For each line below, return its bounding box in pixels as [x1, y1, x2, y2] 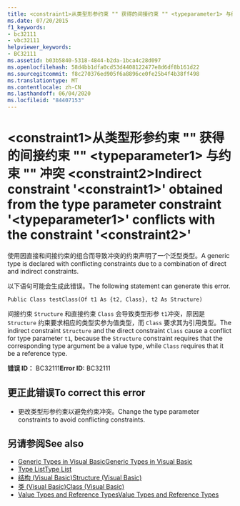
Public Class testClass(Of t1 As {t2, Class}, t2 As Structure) [7, 296, 203, 303]
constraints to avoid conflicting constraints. [17, 415, 146, 424]
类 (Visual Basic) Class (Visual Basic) [17, 482, 125, 490]
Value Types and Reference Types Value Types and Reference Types [17, 490, 219, 499]
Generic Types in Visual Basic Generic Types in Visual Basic [17, 457, 193, 465]
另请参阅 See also [7, 437, 84, 450]
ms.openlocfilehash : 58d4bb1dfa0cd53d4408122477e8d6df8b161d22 [7, 64, 200, 71]
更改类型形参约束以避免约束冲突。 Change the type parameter [17, 407, 200, 415]
